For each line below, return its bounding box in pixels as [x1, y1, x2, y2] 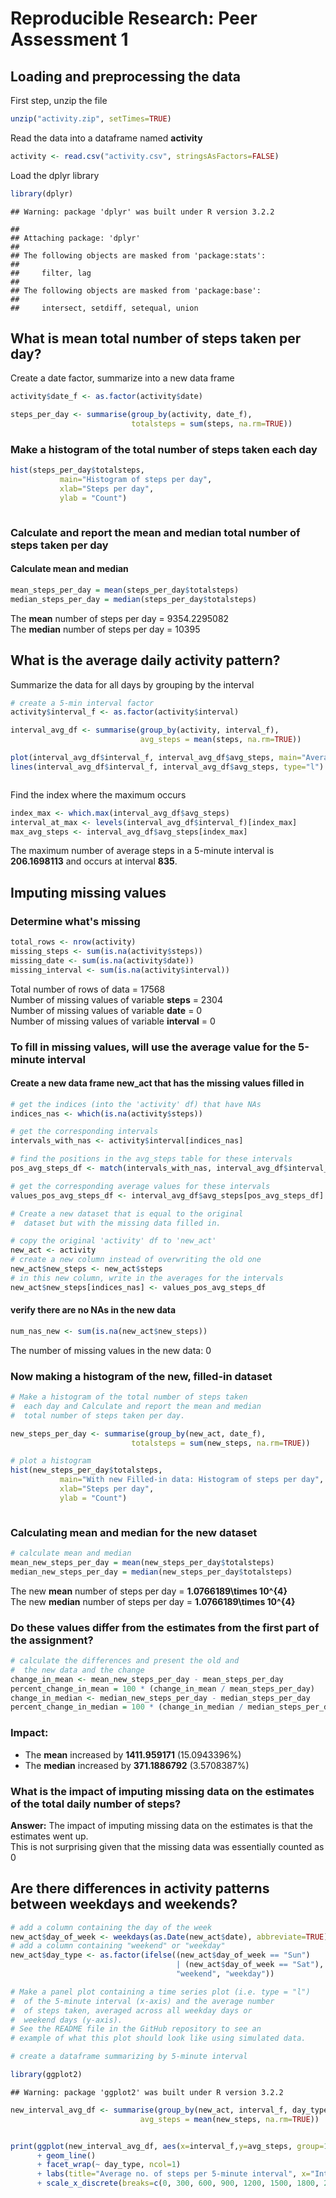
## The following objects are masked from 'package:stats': [10, 250, 267, 261]
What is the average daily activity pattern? [10, 652, 281, 669]
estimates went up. [10, 1830, 89, 1842]
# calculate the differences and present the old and [10, 1656, 240, 1666]
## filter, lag [10, 268, 92, 278]
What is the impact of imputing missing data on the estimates [10, 1784, 315, 1798]
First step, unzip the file [10, 95, 108, 106]
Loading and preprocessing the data [10, 68, 241, 85]
